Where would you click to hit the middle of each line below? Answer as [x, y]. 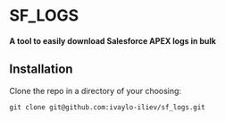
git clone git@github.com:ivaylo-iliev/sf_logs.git [107, 107]
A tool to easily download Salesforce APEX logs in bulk [113, 40]
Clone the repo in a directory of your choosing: [95, 91]
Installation [41, 69]
